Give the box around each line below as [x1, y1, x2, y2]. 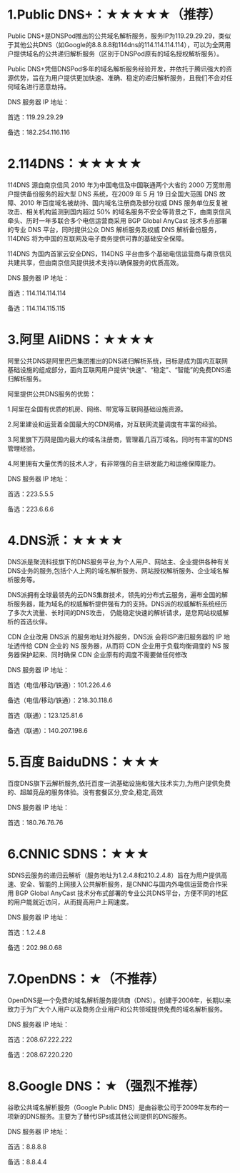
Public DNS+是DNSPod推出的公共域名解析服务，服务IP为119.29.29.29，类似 [7, 31, 231, 40]
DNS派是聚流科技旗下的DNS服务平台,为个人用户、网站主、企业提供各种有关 [7, 557, 230, 566]
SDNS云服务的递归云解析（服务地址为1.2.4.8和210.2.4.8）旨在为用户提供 [7, 871, 221, 879]
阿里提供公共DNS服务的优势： [7, 389, 96, 398]
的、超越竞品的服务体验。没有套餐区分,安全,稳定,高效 [7, 787, 164, 797]
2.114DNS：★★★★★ [7, 156, 143, 172]
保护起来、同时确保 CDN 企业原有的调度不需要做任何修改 [19, 650, 188, 659]
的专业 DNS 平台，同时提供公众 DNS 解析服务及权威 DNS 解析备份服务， [7, 225, 221, 234]
